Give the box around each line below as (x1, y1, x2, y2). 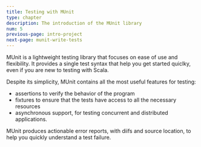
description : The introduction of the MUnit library (6, 20, 142, 26)
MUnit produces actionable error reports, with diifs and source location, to (6, 128, 192, 134)
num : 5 (6, 25, 23, 32)
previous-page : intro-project (6, 31, 83, 38)
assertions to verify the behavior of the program (15, 90, 135, 97)
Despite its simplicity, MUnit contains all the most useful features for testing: (6, 78, 196, 85)
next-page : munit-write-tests (6, 37, 83, 43)
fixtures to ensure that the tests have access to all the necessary (15, 96, 177, 103)
